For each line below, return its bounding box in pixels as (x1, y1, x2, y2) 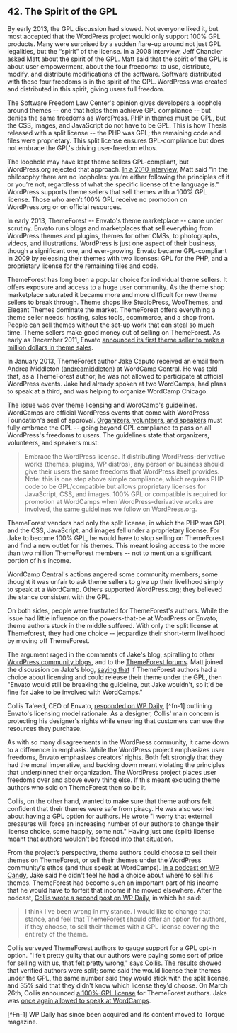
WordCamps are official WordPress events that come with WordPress (7, 408, 209, 417)
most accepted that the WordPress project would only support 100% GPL (7, 32, 221, 40)
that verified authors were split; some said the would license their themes (7, 966, 221, 974)
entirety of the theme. (24, 929, 88, 938)
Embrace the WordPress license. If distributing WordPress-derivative (24, 452, 226, 460)
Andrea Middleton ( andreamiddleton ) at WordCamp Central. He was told (7, 364, 218, 373)
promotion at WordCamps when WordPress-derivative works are (24, 497, 214, 506)
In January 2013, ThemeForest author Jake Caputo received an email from (7, 357, 224, 365)
